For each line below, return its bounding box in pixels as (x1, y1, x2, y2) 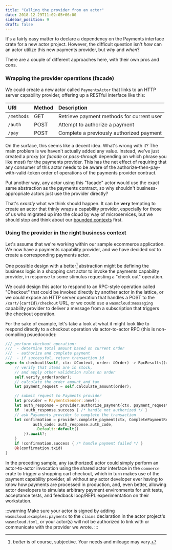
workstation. (5, 497, 32, 504)
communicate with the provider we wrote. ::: (5, 524, 98, 530)
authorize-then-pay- (117, 164, 160, 170)
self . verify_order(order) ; (14, 375, 72, 380)
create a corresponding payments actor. (5, 252, 90, 258)
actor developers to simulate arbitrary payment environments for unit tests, (5, 487, 164, 493)
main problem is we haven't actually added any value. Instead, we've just (5, 148, 160, 154)
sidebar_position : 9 (5, 17, 50, 22)
